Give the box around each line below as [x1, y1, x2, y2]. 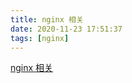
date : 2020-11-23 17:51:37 [10, 24, 123, 34]
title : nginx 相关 [10, 14, 84, 25]
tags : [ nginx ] [10, 33, 70, 43]
